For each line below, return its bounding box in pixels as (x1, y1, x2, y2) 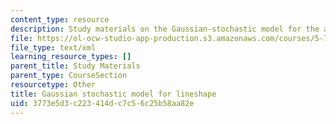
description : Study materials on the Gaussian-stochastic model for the (10, 24, 320, 34)
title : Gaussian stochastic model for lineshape (10, 89, 217, 99)
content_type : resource (10, 14, 110, 25)
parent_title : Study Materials (10, 61, 141, 71)
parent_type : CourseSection (10, 71, 128, 81)
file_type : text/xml (10, 42, 97, 53)
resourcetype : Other (10, 80, 97, 90)
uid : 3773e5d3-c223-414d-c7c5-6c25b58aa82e (10, 98, 195, 108)
